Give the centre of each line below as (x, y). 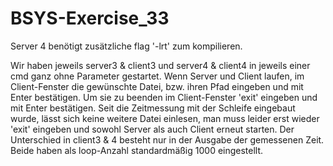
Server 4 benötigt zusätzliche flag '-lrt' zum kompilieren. (126, 46)
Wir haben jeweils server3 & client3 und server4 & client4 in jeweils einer (160, 65)
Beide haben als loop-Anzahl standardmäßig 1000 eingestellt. (137, 150)
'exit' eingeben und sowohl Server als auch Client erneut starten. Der (152, 129)
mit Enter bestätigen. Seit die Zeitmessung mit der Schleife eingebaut (153, 108)
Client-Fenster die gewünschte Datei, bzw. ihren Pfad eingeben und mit (157, 86)
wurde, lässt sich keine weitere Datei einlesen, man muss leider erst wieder (165, 118)
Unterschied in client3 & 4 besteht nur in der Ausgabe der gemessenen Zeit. (167, 139)
